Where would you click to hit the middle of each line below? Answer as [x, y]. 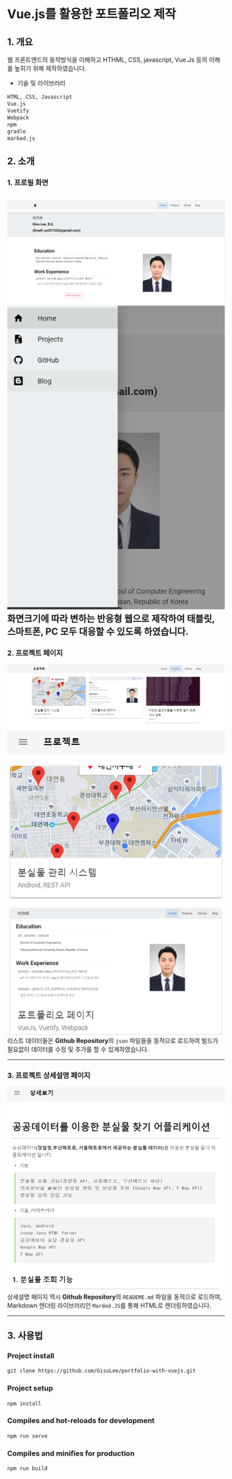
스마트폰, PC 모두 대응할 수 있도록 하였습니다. [98, 631]
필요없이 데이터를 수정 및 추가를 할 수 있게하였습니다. [78, 1049]
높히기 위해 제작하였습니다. [50, 68]
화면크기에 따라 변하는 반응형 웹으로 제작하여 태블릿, [111, 618]
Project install [31, 1355]
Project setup [30, 1388]
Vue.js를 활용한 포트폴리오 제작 [91, 14]
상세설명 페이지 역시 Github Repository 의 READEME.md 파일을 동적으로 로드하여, [115, 1297]
